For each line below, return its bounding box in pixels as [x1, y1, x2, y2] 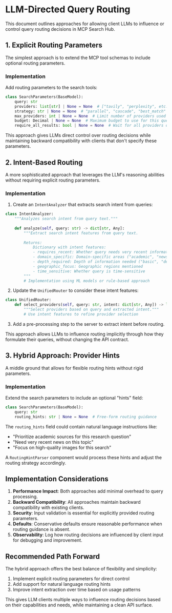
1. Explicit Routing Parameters [5, 41, 102, 50]
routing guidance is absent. [12, 526, 71, 532]
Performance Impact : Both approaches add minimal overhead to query [12, 488, 164, 495]
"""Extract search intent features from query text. [24, 230, 139, 235]
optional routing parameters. [5, 60, 66, 66]
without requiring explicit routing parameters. [5, 177, 101, 183]
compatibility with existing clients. [12, 504, 84, 511]
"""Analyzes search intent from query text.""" [14, 216, 118, 222]
